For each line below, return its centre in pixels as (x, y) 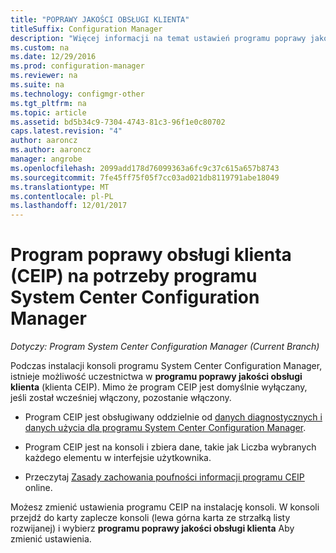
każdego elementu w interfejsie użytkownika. (118, 458)
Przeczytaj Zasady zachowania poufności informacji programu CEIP (164, 477)
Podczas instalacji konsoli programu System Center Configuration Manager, (166, 366)
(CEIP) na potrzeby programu (134, 276)
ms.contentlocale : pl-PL (62, 196)
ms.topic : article (48, 112)
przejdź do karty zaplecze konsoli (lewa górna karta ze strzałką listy (150, 518)
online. (38, 488)
